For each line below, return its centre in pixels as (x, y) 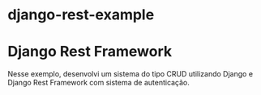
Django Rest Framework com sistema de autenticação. (98, 83)
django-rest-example (81, 15)
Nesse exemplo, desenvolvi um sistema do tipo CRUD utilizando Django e (130, 74)
